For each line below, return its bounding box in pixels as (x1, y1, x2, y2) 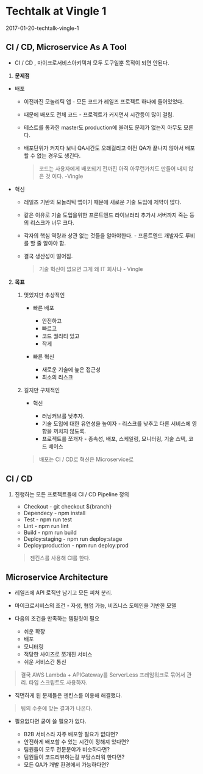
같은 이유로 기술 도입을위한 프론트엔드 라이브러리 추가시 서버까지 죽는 (23, 211, 188, 219)
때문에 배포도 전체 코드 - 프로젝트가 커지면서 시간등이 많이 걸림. (23, 111, 174, 118)
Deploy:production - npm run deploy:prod (23, 541, 129, 549)
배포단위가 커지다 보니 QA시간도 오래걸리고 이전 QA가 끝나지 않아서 (23, 144, 184, 152)
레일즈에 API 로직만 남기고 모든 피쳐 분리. (14, 589, 113, 596)
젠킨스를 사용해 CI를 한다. (29, 554, 91, 561)
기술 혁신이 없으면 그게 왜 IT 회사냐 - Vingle (38, 265, 143, 272)
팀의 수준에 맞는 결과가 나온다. (20, 705, 93, 712)
